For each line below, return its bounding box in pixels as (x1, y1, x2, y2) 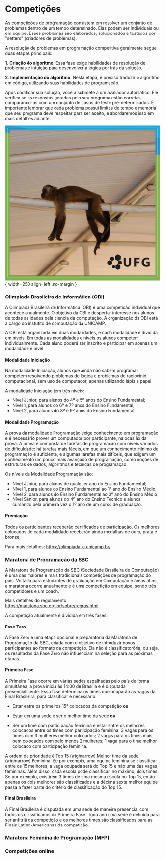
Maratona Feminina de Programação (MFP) (5, 834, 110, 841)
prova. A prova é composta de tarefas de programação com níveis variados (5, 440, 158, 446)
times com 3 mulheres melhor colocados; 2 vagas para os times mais (12, 732, 153, 738)
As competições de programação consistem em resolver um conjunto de (5, 20, 153, 26)
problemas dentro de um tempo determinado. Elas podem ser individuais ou (5, 25, 159, 31)
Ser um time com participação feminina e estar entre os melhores (12, 722, 145, 728)
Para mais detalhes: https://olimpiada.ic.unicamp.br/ (5, 543, 111, 550)
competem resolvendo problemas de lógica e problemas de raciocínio (5, 373, 147, 379)
